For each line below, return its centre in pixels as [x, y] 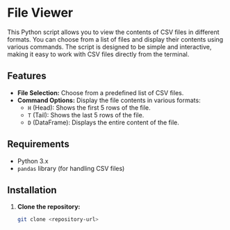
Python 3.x [33, 161]
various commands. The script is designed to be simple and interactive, [109, 47]
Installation [32, 190]
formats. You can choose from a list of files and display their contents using [115, 39]
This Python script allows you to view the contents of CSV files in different [114, 32]
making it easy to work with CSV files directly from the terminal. [98, 54]
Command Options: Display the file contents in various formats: [109, 100]
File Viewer [40, 13]
